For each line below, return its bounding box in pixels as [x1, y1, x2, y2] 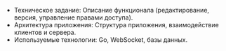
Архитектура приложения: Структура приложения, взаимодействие [13, 21, 219, 29]
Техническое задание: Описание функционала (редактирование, [13, 6, 209, 14]
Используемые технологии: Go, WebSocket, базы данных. [13, 36, 188, 44]
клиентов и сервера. [13, 28, 77, 36]
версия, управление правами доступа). [13, 13, 133, 22]
